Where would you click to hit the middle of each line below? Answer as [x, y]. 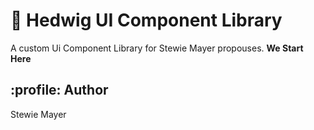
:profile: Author [59, 90]
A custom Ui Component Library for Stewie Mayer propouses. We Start [157, 48]
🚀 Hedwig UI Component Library [146, 20]
